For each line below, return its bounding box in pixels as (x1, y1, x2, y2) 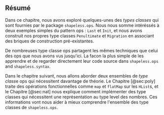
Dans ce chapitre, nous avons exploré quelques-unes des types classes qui (5, 17, 159, 23)
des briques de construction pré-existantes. (5, 38, 95, 44)
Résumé (5, 4, 31, 12)
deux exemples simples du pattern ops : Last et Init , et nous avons (5, 27, 142, 34)
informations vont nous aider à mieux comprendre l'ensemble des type (5, 99, 149, 105)
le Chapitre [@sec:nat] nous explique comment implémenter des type (5, 88, 146, 94)
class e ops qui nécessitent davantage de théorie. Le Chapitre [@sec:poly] (5, 78, 156, 84)
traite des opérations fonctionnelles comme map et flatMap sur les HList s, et (5, 83, 159, 89)
